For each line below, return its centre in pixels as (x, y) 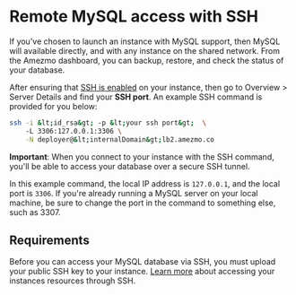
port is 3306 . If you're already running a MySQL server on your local (134, 193)
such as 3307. (35, 212)
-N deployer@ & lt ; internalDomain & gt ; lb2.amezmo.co (120, 139)
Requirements (49, 240)
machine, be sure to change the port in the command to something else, (143, 203)
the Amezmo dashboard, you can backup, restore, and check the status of (147, 60)
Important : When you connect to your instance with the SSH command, (142, 156)
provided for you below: (53, 106)
